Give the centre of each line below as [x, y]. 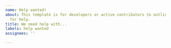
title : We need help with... [36, 24]
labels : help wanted [27, 29]
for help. [20, 19]
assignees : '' [20, 33]
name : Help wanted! [26, 10]
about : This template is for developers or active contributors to [78, 15]
